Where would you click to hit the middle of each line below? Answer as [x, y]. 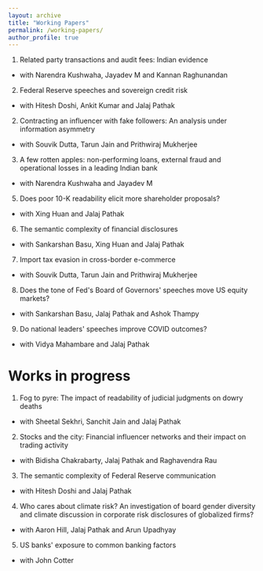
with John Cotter [47, 561]
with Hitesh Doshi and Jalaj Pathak [75, 491]
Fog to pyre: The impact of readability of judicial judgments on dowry [131, 398]
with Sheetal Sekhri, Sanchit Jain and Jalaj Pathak [100, 421]
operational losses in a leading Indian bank [89, 168]
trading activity [44, 445]
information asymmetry [57, 129]
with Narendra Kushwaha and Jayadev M [86, 184]
